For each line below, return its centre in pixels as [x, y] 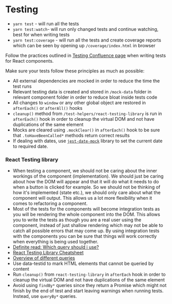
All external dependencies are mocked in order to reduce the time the [86, 81]
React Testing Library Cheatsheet [48, 253]
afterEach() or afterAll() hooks [47, 108]
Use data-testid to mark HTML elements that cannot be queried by [83, 263]
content [21, 269]
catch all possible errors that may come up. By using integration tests [86, 231]
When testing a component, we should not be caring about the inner [85, 171]
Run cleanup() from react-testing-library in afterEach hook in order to [89, 274]
